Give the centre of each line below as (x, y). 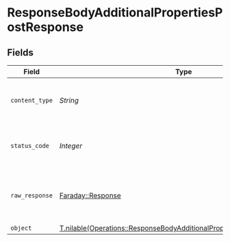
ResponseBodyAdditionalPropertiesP (115, 13)
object (21, 228)
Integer (71, 146)
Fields (21, 52)
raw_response (32, 196)
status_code (30, 146)
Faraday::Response (90, 195)
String (69, 100)
